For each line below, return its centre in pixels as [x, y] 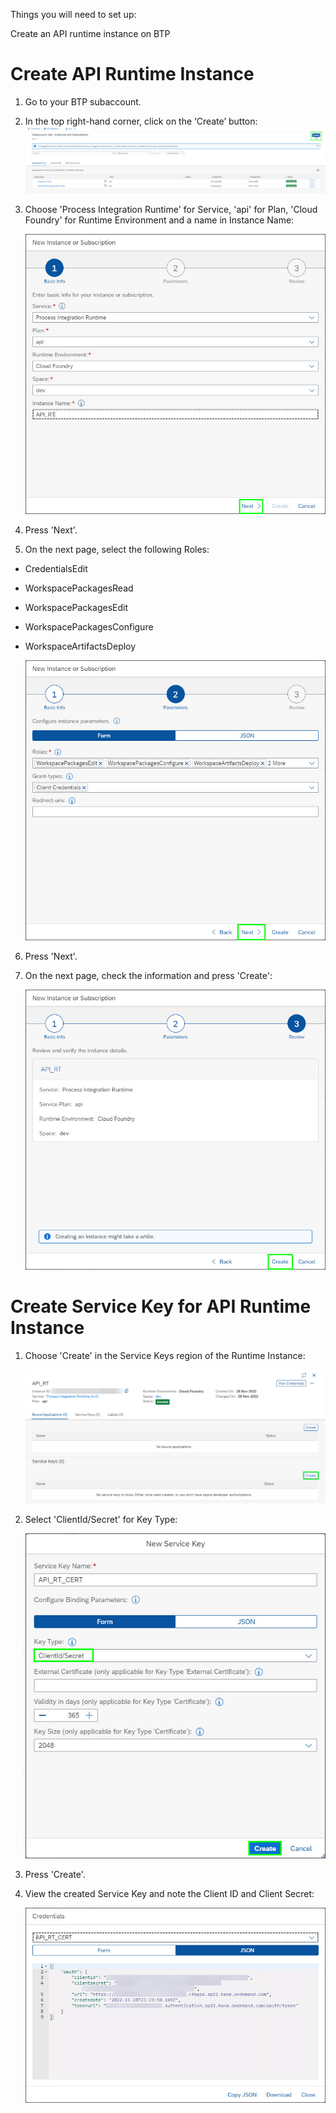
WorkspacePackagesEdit [76, 608]
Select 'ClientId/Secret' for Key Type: [101, 1520]
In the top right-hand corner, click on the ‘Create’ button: [141, 121]
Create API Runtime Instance [132, 74]
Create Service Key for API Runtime [161, 1306]
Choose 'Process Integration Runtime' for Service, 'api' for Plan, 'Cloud [171, 210]
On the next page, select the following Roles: [117, 550]
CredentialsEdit [56, 569]
